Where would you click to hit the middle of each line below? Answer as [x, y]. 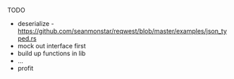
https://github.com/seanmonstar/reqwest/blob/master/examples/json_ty [122, 31]
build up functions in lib [51, 53]
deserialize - [36, 23]
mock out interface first [51, 46]
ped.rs [27, 38]
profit [25, 68]
